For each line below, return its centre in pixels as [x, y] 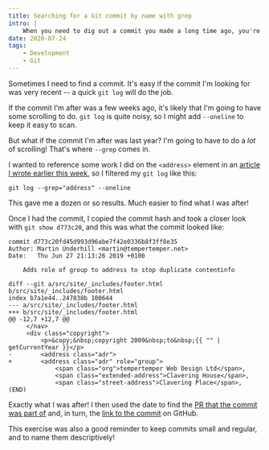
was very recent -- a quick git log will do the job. [91, 92]
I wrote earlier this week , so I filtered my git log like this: [103, 173]
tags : [17, 46]
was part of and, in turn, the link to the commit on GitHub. [104, 413]
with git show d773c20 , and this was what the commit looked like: [116, 227]
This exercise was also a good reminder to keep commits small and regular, [133, 428]
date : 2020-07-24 [37, 38]
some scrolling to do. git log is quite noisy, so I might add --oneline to [126, 116]
